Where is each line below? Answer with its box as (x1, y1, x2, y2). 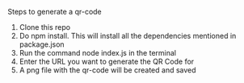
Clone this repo (19, 23, 70, 31)
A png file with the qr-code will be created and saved (19, 65, 196, 75)
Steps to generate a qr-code (7, 7, 102, 16)
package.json (19, 39, 65, 49)
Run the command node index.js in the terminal (19, 48, 177, 57)
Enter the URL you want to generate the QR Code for (19, 56, 195, 66)
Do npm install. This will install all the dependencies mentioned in (19, 31, 237, 40)
